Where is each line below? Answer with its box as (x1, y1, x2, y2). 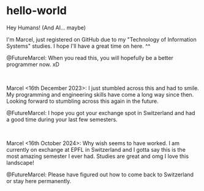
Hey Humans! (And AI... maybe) (6, 24, 86, 31)
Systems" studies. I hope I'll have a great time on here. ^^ (6, 42, 151, 50)
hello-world (6, 4, 67, 18)
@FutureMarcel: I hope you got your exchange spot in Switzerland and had (6, 109, 195, 116)
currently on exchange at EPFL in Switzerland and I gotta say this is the (6, 146, 186, 153)
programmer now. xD (6, 61, 60, 68)
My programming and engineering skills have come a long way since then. (6, 91, 194, 98)
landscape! (6, 159, 35, 166)
